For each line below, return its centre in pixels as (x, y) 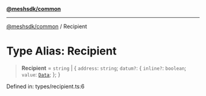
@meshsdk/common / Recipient (47, 26)
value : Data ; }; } (41, 74)
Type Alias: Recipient (62, 51)
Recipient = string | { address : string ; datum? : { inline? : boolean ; (104, 68)
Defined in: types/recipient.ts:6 (45, 86)
